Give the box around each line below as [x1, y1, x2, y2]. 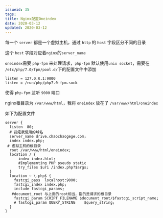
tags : [5, 12, 16, 17]
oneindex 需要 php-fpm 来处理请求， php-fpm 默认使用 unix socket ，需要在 [5, 60, 150, 66]
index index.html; [18, 156, 56, 162]
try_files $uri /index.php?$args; [18, 165, 89, 170]
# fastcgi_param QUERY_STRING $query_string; [14, 200, 115, 205]
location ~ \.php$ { [9, 173, 51, 179]
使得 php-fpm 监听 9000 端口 [5, 90, 60, 96]
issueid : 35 [5, 7, 29, 12]
